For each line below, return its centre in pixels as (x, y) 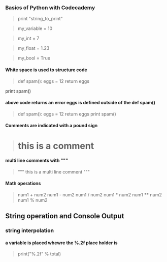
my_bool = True (34, 58)
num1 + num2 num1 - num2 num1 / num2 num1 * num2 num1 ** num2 (90, 194)
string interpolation (30, 230)
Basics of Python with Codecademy (50, 8)
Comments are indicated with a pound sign (52, 126)
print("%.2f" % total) (39, 254)
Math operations (23, 183)
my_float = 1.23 (34, 48)
